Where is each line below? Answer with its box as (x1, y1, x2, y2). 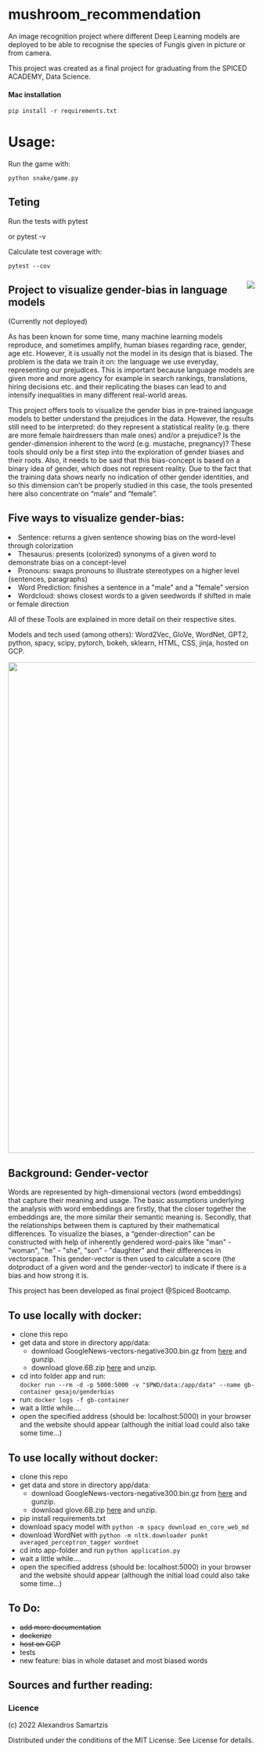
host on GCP (19, 1639, 61, 1648)
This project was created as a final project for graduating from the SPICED (8, 63, 247, 72)
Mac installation (8, 90, 62, 99)
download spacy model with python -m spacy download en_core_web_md (19, 1522, 249, 1531)
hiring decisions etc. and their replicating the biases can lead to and (8, 382, 227, 391)
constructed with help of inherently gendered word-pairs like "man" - (8, 1237, 232, 1247)
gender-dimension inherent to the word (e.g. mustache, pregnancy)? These (8, 438, 252, 448)
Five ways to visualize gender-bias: (8, 512, 185, 525)
